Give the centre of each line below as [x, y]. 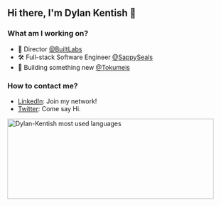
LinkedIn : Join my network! [57, 101]
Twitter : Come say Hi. [49, 108]
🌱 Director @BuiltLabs [50, 49]
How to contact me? [43, 86]
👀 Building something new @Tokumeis [74, 67]
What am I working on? [48, 34]
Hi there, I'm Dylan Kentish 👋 [72, 13]
